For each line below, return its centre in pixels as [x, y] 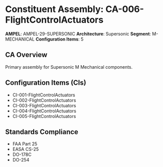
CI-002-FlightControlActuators [44, 100]
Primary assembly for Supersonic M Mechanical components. [69, 67]
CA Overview [26, 55]
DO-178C [22, 154]
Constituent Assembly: [54, 9]
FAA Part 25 [25, 144]
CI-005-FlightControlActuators [44, 116]
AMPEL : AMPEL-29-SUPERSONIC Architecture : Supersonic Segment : [78, 34]
